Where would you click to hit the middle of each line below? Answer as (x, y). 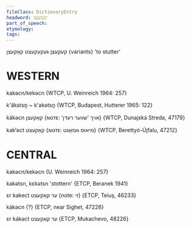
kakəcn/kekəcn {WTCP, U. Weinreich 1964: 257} (67, 93)
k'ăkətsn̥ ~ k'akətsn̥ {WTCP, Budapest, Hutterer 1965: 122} (80, 105)
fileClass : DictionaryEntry (42, 12)
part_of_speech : (27, 23)
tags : (13, 35)
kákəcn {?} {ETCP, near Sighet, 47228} (55, 207)
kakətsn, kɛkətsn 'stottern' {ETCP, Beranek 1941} (68, 183)
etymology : (20, 29)
